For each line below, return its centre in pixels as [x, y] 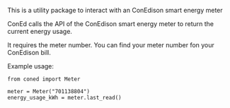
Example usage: [31, 66]
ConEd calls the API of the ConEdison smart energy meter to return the [111, 24]
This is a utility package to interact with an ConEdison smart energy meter [115, 10]
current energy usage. [40, 31]
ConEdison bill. [29, 53]
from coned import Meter [44, 79]
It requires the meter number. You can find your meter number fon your [111, 45]
